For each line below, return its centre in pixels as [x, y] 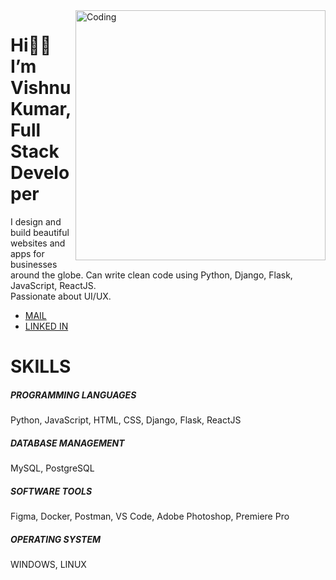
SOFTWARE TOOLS [51, 491]
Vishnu [41, 88]
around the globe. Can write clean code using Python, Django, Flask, [151, 275]
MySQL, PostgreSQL [52, 468]
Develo [40, 173]
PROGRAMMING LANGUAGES [73, 395]
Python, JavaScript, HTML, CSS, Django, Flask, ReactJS [126, 420]
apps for [27, 253]
